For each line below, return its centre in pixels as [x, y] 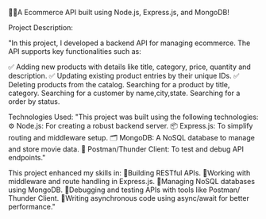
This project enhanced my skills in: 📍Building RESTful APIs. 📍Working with [129, 173]
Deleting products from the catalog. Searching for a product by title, [119, 85]
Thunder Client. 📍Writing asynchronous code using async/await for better [129, 198]
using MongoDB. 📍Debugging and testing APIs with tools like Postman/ [124, 190]
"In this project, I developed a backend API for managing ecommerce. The [129, 43]
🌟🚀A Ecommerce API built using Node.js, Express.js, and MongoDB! [119, 12]
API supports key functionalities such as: [75, 51]
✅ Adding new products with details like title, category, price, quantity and [130, 67]
